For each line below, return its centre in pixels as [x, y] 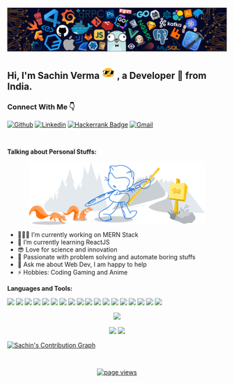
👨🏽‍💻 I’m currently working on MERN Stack [78, 234]
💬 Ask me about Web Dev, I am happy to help [82, 264]
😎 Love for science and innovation [67, 250]
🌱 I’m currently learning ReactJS [63, 242]
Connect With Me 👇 [41, 107]
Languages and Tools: [40, 288]
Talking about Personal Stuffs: [52, 152]
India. [20, 86]
